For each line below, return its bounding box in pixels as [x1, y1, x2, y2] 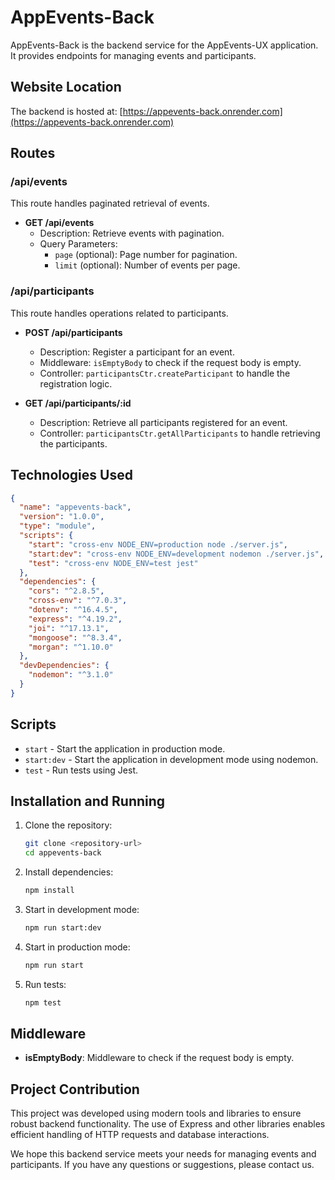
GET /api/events [24, 217, 95, 229]
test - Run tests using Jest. [24, 764, 139, 776]
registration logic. [39, 377, 113, 390]
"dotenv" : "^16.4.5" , [28, 605, 118, 615]
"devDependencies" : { [19, 661, 110, 671]
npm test [24, 997, 62, 1008]
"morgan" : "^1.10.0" [28, 642, 114, 652]
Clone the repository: [24, 819, 113, 831]
